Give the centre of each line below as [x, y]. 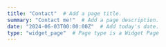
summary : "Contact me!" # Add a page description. [83, 20]
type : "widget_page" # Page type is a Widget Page [83, 33]
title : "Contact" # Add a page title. [65, 13]
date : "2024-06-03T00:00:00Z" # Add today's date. [83, 26]
